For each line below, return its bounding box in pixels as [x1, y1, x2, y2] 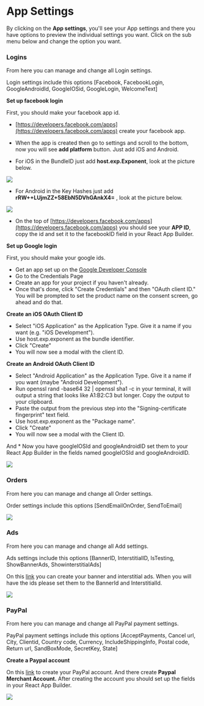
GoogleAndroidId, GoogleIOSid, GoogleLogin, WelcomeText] [6, 85, 158, 93]
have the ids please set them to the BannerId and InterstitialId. [6, 579, 162, 586]
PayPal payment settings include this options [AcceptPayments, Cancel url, [6, 632, 195, 639]
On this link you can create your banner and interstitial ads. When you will [6, 572, 192, 580]
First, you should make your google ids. [6, 254, 106, 262]
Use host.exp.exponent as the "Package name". [15, 418, 136, 425]
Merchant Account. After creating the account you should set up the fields [6, 675, 195, 683]
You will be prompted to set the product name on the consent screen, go [15, 292, 199, 300]
